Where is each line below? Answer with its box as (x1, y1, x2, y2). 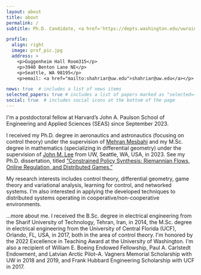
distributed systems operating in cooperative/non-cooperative (6, 194, 160, 201)
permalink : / (6, 20, 39, 26)
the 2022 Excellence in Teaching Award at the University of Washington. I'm (6, 237, 193, 244)
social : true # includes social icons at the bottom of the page (6, 97, 175, 104)
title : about (6, 14, 39, 20)
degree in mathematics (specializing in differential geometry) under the (6, 144, 181, 152)
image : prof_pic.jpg (11, 47, 63, 54)
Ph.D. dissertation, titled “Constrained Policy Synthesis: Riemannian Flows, (6, 157, 190, 164)
